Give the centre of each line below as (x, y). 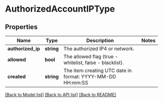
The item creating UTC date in (98, 70)
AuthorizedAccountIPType (60, 9)
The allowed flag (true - (91, 57)
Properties (21, 27)
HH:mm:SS (76, 83)
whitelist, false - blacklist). (94, 63)
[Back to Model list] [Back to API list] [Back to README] (61, 95)
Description (100, 41)
